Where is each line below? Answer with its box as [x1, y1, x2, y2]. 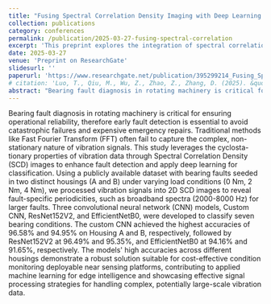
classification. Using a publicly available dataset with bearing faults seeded [8, 168, 258, 178]
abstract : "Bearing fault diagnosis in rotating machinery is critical [8, 86, 254, 95]
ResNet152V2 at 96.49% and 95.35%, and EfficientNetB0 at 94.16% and [8, 236, 248, 246]
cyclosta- [217, 142, 249, 153]
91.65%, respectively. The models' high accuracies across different [8, 245, 232, 255]
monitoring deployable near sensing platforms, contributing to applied [8, 262, 240, 272]
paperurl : [8, 72, 42, 80]
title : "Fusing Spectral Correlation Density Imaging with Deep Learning [8, 11, 262, 20]
